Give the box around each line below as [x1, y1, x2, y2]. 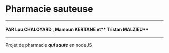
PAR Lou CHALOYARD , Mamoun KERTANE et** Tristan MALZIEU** [5, 26, 149, 32]
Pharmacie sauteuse [5, 3, 93, 15]
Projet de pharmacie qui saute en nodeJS [5, 42, 92, 48]
